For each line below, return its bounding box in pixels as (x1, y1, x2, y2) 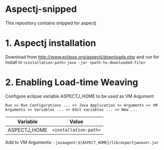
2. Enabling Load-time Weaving (5, 77, 138, 88)
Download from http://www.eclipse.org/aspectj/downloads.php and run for (5, 54, 159, 60)
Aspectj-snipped (5, 3, 77, 15)
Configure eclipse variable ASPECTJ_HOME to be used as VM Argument (5, 93, 154, 99)
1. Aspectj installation (5, 37, 96, 49)
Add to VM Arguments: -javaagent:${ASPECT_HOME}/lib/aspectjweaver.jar (5, 139, 159, 145)
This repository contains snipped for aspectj (5, 20, 96, 26)
